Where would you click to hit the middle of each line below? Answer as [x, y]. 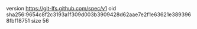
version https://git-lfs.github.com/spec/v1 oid [61, 8]
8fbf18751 [18, 21]
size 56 [40, 21]
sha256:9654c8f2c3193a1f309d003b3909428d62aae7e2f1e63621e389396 [98, 14]
